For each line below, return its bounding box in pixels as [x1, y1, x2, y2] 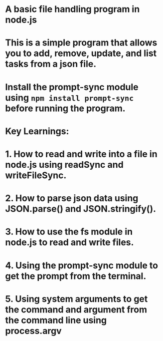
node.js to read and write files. [5, 237, 134, 248]
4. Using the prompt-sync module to [5, 259, 159, 271]
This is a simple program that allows [5, 37, 158, 49]
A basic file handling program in [5, 4, 140, 15]
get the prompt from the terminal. [5, 270, 147, 281]
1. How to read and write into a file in [5, 148, 158, 160]
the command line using [5, 314, 107, 326]
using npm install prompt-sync [5, 92, 134, 103]
